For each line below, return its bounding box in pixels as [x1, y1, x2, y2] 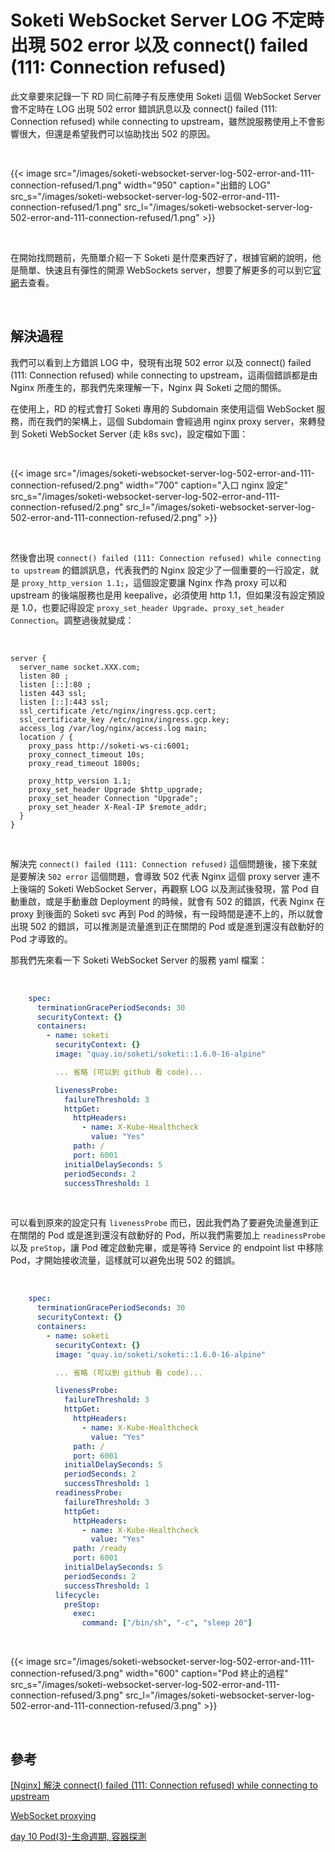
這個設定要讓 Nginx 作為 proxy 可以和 [133, 576, 287, 588]
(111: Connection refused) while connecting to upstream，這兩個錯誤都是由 [10, 369, 318, 381]
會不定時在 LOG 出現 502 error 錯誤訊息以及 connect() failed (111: [10, 102, 278, 115]
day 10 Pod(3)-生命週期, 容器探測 [10, 1830, 147, 1842]
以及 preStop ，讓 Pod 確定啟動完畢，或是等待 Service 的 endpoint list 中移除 [10, 1242, 324, 1254]
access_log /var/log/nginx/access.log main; [19, 723, 208, 733]
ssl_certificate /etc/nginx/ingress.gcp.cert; [19, 706, 217, 716]
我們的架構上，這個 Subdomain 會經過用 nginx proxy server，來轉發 [44, 415, 326, 427]
